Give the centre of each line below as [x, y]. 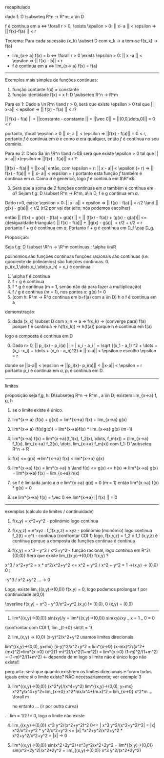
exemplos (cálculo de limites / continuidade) [50, 511]
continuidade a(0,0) [25, 594]
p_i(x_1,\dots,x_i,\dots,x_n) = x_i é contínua [48, 267]
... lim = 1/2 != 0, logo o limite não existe [45, 715]
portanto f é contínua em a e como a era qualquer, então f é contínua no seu [82, 139]
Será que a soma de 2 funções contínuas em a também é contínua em [83, 188]
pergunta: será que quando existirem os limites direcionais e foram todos [79, 671]
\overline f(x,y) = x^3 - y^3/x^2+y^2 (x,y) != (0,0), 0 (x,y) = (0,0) [69, 604]
